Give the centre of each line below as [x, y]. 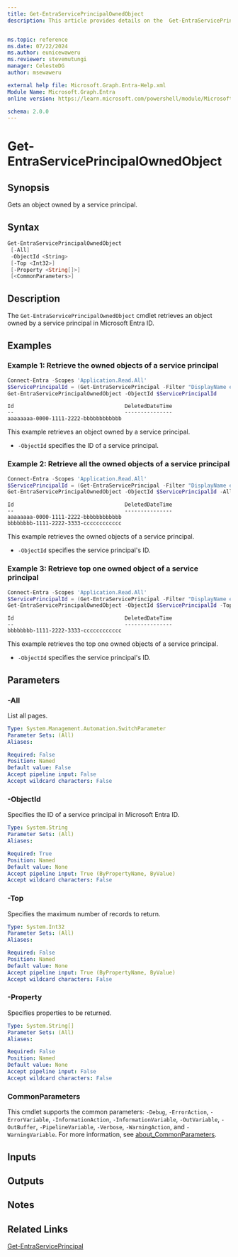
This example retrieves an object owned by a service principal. [99, 432]
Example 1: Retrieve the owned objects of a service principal [113, 366]
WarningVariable [31, 1135]
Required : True [30, 853]
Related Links [38, 1229]
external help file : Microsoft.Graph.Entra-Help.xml [87, 85]
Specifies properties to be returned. [59, 1013]
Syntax [23, 227]
